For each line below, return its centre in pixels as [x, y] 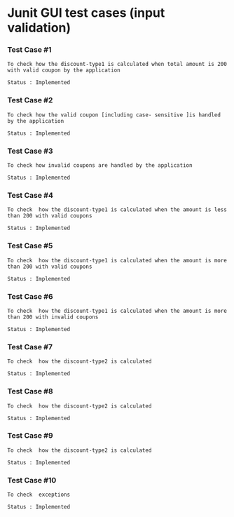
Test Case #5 [30, 246]
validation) [39, 28]
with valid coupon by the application [64, 70]
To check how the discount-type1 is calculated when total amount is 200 [117, 65]
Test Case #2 [30, 100]
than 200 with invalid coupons [53, 317]
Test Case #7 [30, 347]
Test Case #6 [30, 296]
